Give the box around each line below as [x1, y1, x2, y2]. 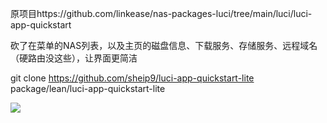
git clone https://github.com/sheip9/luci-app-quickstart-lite [10, 72, 255, 84]
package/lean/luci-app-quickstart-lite [10, 83, 166, 94]
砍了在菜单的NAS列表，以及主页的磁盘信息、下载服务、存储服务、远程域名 [10, 40, 318, 51]
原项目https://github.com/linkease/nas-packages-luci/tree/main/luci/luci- [10, 8, 313, 19]
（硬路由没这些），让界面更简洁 [10, 52, 138, 64]
